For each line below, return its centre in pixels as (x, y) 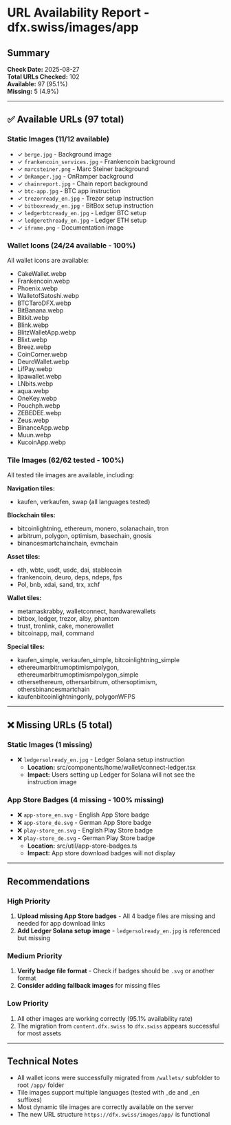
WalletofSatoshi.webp (48, 295)
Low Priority (28, 1004)
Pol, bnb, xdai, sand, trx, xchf (58, 585)
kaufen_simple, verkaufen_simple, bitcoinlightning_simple (98, 660)
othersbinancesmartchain (53, 689)
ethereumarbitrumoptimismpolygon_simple (78, 675)
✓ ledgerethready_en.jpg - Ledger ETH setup (82, 220)
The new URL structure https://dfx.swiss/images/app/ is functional (113, 1115)
